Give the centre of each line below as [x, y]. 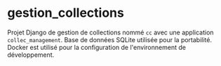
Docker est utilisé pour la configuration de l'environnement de [96, 47]
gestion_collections [66, 13]
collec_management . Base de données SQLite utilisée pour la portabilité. [110, 39]
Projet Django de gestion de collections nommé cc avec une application [110, 32]
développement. [31, 55]
